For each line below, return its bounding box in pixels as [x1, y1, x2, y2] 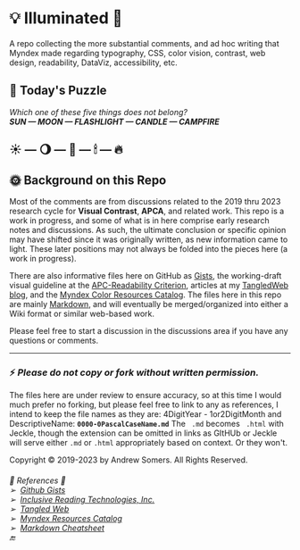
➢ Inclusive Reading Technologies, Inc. [9, 494, 155, 504]
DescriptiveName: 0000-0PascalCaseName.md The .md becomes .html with [9, 419, 284, 429]
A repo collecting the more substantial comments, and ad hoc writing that [9, 37, 279, 48]
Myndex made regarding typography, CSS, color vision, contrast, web [9, 47, 266, 58]
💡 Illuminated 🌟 [9, 8, 123, 29]
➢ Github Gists [9, 484, 66, 495]
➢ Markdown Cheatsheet [9, 522, 105, 533]
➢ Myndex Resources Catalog [9, 512, 122, 523]
